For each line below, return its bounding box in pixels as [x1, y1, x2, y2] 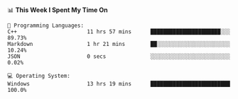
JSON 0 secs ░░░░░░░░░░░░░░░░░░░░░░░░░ [7, 53, 231, 60]
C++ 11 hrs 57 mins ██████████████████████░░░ [7, 28, 231, 35]
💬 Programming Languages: [7, 22, 84, 29]
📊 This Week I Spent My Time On [7, 6, 108, 14]
